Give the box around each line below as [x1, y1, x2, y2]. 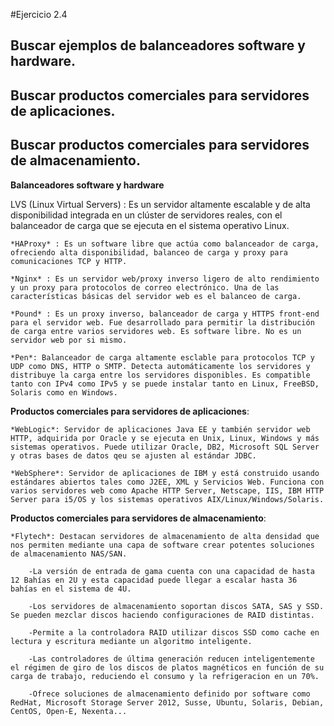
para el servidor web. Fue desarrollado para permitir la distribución [10, 317, 315, 328]
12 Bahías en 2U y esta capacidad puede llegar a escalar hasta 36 [10, 575, 298, 585]
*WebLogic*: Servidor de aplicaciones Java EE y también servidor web [10, 424, 311, 434]
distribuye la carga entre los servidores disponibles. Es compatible [10, 370, 311, 380]
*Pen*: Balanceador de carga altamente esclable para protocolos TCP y [10, 352, 315, 363]
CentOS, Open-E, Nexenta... [10, 706, 128, 716]
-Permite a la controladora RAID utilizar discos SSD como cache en [28, 627, 320, 638]
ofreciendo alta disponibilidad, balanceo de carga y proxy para [10, 247, 288, 258]
